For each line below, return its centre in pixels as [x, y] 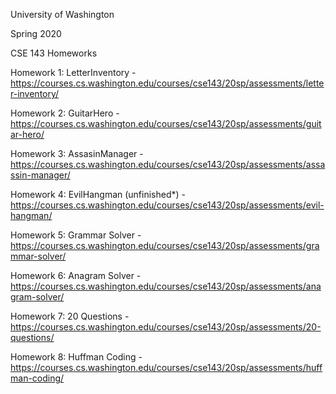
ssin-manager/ [40, 175]
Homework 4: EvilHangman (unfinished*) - [98, 194]
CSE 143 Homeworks [54, 53]
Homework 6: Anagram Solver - [76, 275]
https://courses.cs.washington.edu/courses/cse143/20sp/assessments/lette [167, 83]
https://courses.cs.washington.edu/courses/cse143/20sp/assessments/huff [166, 367]
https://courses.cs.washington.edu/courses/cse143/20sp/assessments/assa [168, 164]
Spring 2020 [36, 33]
